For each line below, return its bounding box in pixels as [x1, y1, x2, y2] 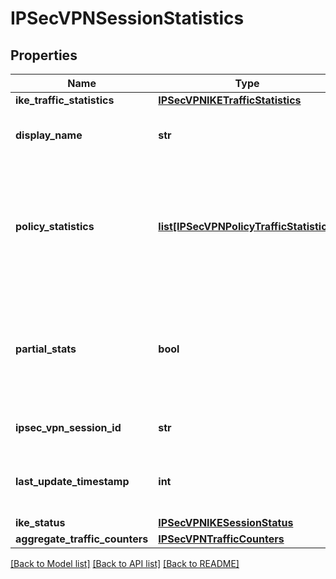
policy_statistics [15, 220, 95, 233]
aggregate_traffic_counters [15, 532, 149, 546]
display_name [15, 128, 83, 142]
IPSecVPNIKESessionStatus [158, 516, 294, 529]
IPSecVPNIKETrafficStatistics [158, 93, 302, 107]
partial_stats [15, 342, 77, 356]
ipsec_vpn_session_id [15, 421, 122, 434]
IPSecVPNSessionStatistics [10, 7, 245, 30]
